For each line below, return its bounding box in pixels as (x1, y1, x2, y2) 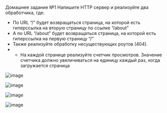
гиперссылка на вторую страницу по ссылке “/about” (12, 25, 129, 31)
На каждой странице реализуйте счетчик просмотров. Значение (20, 52, 162, 58)
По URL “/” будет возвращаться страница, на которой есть (12, 20, 141, 25)
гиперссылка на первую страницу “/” (12, 35, 94, 42)
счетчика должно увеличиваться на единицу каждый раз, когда (20, 57, 160, 63)
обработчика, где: (5, 10, 45, 16)
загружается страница (20, 63, 70, 68)
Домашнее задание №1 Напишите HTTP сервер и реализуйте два (5, 5, 149, 10)
